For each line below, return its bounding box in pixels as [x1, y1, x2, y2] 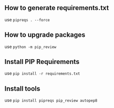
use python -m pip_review [4, 44, 57, 49]
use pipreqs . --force [4, 16, 50, 22]
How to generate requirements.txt [4, 4, 109, 12]
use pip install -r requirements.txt [4, 70, 80, 77]
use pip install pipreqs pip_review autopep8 [4, 97, 98, 103]
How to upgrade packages [4, 31, 85, 39]
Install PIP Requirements [4, 58, 80, 66]
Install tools [4, 84, 41, 93]
